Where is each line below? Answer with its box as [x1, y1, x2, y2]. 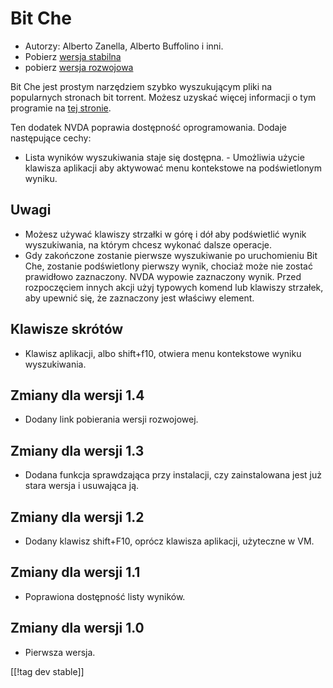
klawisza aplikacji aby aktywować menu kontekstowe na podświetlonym [24, 162, 322, 174]
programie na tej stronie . [10, 102, 112, 114]
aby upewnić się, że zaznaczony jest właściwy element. [24, 292, 255, 304]
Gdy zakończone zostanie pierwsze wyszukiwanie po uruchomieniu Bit [24, 249, 318, 261]
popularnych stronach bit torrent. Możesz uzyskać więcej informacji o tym [10, 91, 317, 103]
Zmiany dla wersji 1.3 [10, 442, 145, 459]
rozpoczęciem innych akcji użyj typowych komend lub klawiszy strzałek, [24, 281, 324, 293]
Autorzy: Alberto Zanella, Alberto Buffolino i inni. [24, 40, 224, 52]
